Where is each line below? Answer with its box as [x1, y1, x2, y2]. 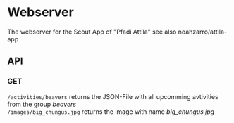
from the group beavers [7, 100, 76, 108]
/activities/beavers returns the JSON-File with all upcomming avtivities [7, 92, 218, 101]
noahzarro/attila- [178, 27, 228, 36]
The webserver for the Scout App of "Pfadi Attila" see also [7, 27, 177, 36]
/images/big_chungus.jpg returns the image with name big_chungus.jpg [7, 107, 215, 116]
